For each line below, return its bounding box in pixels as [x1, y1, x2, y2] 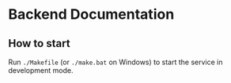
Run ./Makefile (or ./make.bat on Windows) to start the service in [8, 57, 223, 67]
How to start [8, 37, 70, 50]
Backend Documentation [8, 5, 175, 23]
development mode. [8, 66, 74, 75]
